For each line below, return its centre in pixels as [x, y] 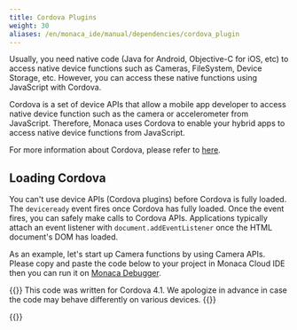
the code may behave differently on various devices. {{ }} [113, 300]
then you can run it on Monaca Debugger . [85, 273]
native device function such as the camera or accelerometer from [129, 114]
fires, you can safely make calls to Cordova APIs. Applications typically [139, 218]
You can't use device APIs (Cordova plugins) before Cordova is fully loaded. [148, 200]
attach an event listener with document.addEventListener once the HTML [141, 228]
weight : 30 [29, 26]
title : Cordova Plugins [53, 17]
